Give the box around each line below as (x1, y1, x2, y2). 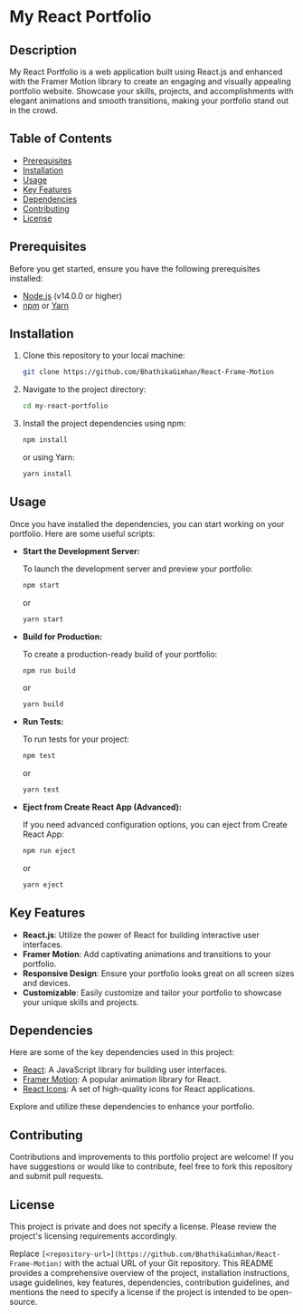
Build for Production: (22, 631, 103, 642)
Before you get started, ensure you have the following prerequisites (9, 263, 260, 273)
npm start (22, 580, 61, 590)
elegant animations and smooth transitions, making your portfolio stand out (9, 95, 289, 106)
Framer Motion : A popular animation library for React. (22, 1074, 222, 1085)
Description (9, 43, 77, 58)
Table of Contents (9, 131, 113, 147)
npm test (22, 752, 56, 761)
